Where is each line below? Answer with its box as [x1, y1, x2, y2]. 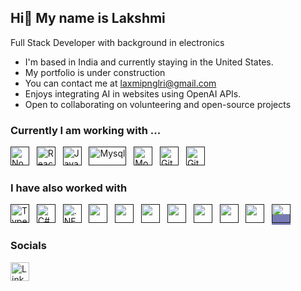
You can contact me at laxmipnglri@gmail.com [24, 77, 217, 89]
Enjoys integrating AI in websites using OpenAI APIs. [24, 87, 242, 100]
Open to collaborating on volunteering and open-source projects [24, 98, 292, 110]
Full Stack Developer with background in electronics [10, 36, 225, 48]
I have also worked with [10, 181, 128, 195]
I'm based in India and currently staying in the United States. [24, 56, 274, 68]
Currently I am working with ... [10, 123, 162, 137]
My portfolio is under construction [24, 66, 166, 78]
